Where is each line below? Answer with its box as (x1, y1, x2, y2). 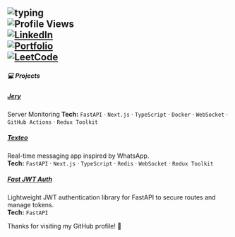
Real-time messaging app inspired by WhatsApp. (7, 151, 150, 160)
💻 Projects (7, 71, 40, 80)
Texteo (7, 134, 28, 142)
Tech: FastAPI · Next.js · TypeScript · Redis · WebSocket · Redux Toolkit (7, 158, 214, 167)
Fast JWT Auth (7, 175, 53, 184)
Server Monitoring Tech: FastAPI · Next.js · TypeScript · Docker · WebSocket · (7, 110, 228, 118)
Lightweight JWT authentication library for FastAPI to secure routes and (7, 192, 217, 202)
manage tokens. (7, 200, 54, 209)
